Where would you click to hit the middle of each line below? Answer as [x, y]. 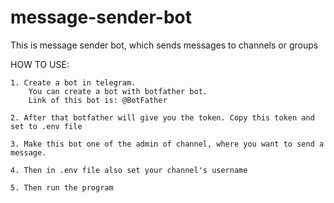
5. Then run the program [62, 187]
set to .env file [46, 126]
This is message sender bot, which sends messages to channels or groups [164, 45]
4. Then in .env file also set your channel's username [129, 170]
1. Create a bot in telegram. [73, 82]
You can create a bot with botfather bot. [118, 91]
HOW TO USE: [40, 64]
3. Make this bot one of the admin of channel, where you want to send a [167, 144]
